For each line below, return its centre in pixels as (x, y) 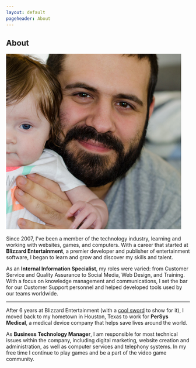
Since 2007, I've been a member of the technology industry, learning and (94, 239)
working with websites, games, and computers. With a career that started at (97, 245)
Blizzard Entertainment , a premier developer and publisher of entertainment (98, 251)
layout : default (26, 12)
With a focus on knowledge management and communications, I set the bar (97, 281)
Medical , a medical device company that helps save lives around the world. (97, 323)
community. (20, 359)
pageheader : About (28, 18)
